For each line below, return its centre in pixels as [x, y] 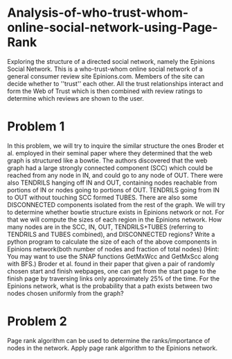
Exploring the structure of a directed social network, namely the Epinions [111, 61]
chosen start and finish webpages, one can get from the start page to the [112, 271]
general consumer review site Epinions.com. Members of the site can [106, 76]
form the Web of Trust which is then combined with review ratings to [105, 91]
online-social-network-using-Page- [113, 27]
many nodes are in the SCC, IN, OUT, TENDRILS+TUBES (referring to [105, 226]
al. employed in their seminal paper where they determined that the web [110, 153]
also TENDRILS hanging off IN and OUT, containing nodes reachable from [112, 183]
